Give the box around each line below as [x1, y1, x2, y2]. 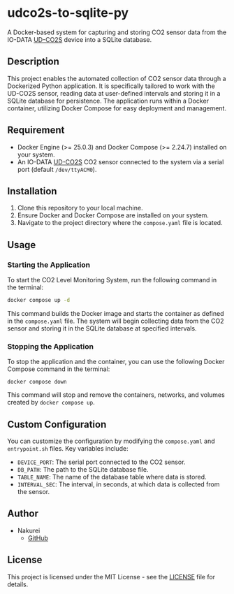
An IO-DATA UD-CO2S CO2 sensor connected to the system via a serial [17, 157, 224, 166]
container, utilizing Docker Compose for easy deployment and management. [7, 103, 227, 113]
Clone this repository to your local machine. [17, 204, 143, 212]
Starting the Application [7, 260, 91, 270]
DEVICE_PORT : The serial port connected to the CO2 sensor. [17, 458, 186, 466]
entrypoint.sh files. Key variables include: [7, 444, 129, 453]
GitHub [27, 533, 49, 542]
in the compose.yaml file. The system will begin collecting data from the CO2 [7, 317, 225, 325]
